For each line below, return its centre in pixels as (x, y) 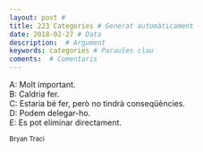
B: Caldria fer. (34, 94)
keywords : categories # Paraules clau (81, 51)
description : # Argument (57, 42)
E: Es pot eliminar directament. (66, 122)
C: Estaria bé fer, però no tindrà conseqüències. (97, 103)
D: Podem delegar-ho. (50, 113)
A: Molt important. (42, 84)
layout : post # (38, 17)
